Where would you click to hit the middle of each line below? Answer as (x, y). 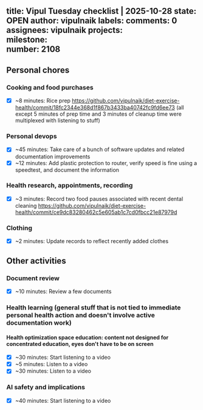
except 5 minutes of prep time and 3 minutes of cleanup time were (98, 114)
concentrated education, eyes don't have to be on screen (80, 344)
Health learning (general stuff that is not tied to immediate (94, 307)
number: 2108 (33, 49)
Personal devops (32, 136)
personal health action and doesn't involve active (81, 315)
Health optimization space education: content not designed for (88, 337)
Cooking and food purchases (50, 87)
